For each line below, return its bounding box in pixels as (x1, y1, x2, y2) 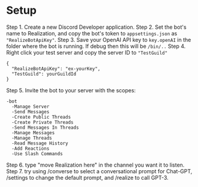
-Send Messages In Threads (11, 124, 79, 131)
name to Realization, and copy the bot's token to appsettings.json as (6, 29, 178, 37)
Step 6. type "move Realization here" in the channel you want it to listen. (6, 161, 185, 168)
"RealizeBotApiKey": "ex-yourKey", (11, 65, 101, 72)
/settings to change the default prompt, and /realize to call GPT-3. (6, 174, 169, 181)
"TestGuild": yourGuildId (11, 71, 77, 77)
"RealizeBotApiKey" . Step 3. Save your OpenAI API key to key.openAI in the (6, 36, 191, 43)
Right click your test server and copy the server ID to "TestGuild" (6, 49, 168, 56)
